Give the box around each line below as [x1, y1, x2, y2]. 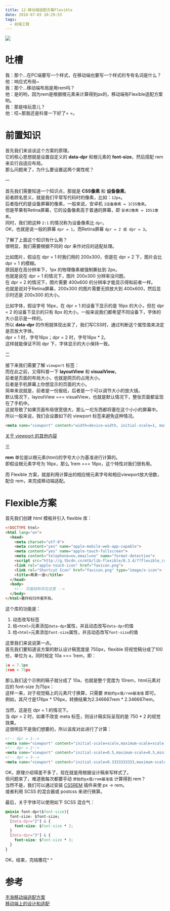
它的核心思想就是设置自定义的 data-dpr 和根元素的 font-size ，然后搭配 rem [5, 154, 163, 160]
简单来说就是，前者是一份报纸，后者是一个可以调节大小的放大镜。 [5, 388, 143, 394]
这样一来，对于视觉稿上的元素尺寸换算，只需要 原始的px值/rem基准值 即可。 [5, 690, 159, 696]
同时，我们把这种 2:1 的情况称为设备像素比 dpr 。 [5, 220, 107, 226]
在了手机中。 [5, 400, 32, 406]
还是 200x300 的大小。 [14, 292, 63, 298]
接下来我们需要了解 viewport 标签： [5, 362, 79, 368]
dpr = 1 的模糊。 [5, 260, 39, 267]
